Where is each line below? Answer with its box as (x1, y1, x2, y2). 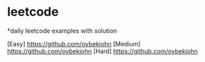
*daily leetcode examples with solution (7, 27, 117, 35)
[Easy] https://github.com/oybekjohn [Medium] (7, 40, 141, 48)
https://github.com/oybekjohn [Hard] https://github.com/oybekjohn (7, 47, 198, 55)
